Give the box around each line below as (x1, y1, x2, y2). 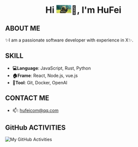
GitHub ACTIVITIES (5, 123, 66, 132)
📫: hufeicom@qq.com (12, 107, 59, 113)
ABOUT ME (5, 24, 41, 33)
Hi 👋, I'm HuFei (45, 4, 122, 16)
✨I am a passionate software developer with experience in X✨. (5, 37, 134, 43)
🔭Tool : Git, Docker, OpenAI (12, 79, 68, 85)
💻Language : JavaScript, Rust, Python (12, 65, 91, 71)
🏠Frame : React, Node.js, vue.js (12, 73, 78, 78)
